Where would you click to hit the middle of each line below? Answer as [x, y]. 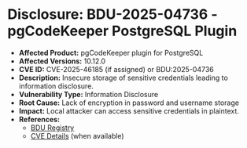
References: [39, 119]
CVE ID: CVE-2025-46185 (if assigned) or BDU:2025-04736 [116, 69]
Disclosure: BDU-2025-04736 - [112, 14]
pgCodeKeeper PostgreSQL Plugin [122, 31]
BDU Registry [52, 128]
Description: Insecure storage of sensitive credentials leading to [124, 78]
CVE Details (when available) [77, 135]
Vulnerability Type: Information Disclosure [88, 94]
